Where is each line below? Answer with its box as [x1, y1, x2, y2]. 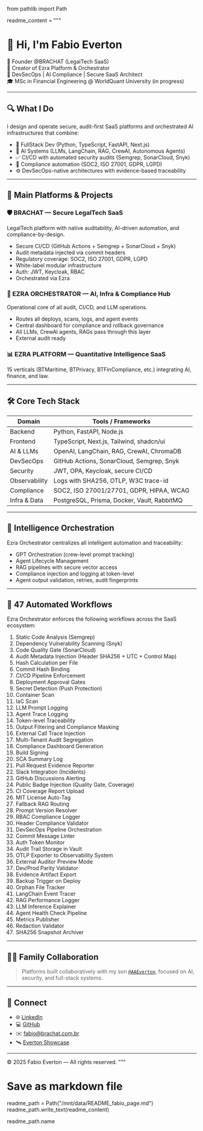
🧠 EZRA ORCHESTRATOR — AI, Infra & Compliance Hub [7, 290, 171, 298]
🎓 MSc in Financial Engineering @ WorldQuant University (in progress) [7, 77, 184, 85]
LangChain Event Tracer [15, 890, 76, 897]
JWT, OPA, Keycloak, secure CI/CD [53, 466, 153, 475]
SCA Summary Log [15, 755, 63, 763]
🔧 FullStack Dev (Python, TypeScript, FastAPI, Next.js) [15, 141, 150, 148]
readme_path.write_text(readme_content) [7, 1106, 110, 1113]
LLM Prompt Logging [15, 704, 68, 711]
